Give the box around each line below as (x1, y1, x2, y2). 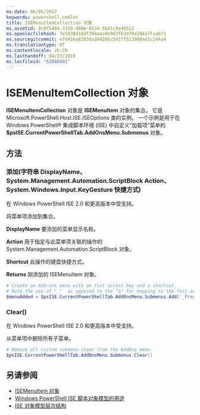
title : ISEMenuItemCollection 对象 (6, 20, 93, 26)
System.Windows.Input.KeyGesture (6, 185, 113, 194)
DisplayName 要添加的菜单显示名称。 (6, 226, 99, 233)
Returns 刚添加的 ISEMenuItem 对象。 (6, 271, 100, 278)
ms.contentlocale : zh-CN (6, 48, 68, 54)
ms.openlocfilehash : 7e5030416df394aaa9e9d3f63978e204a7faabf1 (6, 31, 167, 37)
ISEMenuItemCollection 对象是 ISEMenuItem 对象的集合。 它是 (6, 107, 163, 114)
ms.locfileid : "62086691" (6, 58, 70, 64)
